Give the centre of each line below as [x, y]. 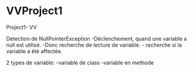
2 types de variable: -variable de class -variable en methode [80, 63]
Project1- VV [22, 27]
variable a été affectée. [34, 51]
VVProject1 [34, 11]
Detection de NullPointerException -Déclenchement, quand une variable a [96, 38]
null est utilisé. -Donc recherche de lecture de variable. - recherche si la [94, 45]
